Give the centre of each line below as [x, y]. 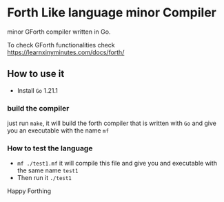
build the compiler [38, 108]
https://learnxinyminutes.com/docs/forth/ [66, 52]
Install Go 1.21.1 [38, 90]
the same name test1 [48, 170]
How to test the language [50, 148]
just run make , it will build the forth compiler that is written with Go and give [112, 123]
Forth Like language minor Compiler [112, 13]
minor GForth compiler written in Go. [59, 32]
